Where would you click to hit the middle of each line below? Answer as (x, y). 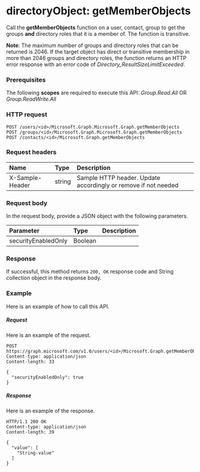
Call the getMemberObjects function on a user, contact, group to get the (96, 27)
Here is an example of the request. (49, 335)
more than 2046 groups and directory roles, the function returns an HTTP (96, 58)
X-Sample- (26, 178)
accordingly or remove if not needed (127, 185)
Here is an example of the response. (51, 411)
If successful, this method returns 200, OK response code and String (90, 272)
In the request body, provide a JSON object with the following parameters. (97, 216)
